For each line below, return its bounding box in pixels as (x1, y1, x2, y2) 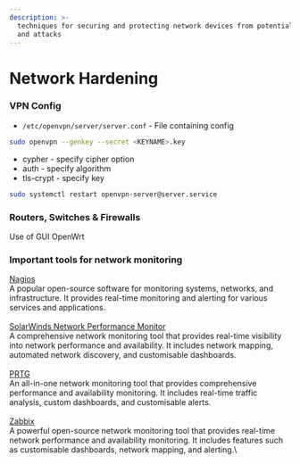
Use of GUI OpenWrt (9, 231, 85, 242)
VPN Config (9, 100, 62, 112)
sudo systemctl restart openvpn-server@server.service (9, 189, 218, 199)
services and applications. (9, 302, 106, 313)
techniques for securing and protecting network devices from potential (17, 21, 294, 30)
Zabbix (9, 416, 35, 427)
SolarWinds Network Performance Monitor (9, 321, 166, 332)
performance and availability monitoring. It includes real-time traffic (9, 387, 258, 398)
